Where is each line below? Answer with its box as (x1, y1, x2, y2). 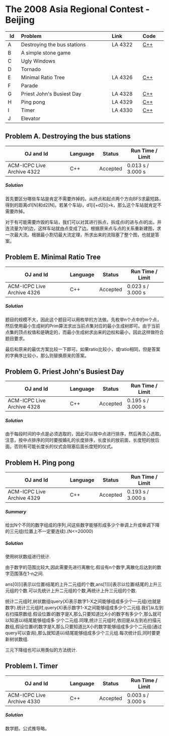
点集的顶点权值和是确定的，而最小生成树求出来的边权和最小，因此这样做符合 (5, 329, 164, 335)
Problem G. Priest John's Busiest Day (5, 367, 124, 376)
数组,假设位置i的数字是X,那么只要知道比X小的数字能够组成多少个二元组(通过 (5, 623, 162, 629)
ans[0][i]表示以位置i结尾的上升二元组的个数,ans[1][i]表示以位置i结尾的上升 (5, 582, 158, 588)
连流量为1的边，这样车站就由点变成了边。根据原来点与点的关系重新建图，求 (5, 225, 161, 231)
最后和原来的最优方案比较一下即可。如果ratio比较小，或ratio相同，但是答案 (5, 346, 160, 352)
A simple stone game (21, 49, 71, 56)
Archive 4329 (8, 495, 41, 502)
